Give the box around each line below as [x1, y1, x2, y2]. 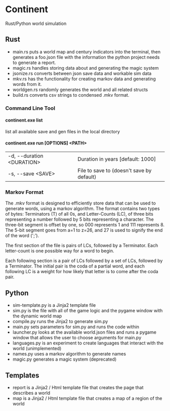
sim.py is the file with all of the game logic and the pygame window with [12, 308, 163, 314]
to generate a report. [12, 60, 56, 66]
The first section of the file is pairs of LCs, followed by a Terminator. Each [5, 243, 158, 249]
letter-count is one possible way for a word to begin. [5, 248, 115, 254]
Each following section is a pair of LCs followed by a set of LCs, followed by [5, 258, 163, 264]
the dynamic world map [12, 313, 62, 319]
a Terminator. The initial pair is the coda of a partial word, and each [5, 263, 145, 269]
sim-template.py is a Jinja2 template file [12, 302, 96, 308]
